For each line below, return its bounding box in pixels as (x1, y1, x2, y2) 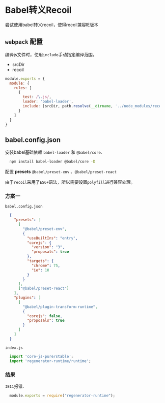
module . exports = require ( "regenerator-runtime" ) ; (9, 393, 115, 398)
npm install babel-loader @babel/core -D (9, 159, 96, 164)
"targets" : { (27, 259, 54, 264)
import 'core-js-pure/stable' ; (9, 354, 74, 359)
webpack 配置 (5, 37, 43, 46)
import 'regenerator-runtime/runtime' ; (9, 358, 91, 364)
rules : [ (14, 85, 32, 90)
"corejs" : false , (27, 313, 63, 318)
